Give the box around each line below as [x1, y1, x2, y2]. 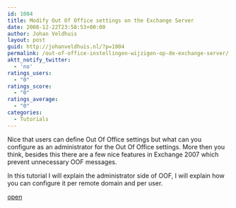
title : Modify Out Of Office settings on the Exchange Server [7, 17, 194, 24]
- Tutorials [13, 115, 49, 122]
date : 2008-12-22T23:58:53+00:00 [7, 23, 106, 30]
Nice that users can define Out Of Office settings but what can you [7, 135, 202, 144]
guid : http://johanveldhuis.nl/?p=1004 [7, 43, 125, 50]
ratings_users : [7, 69, 52, 76]
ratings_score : [7, 83, 52, 90]
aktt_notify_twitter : [7, 57, 71, 64]
